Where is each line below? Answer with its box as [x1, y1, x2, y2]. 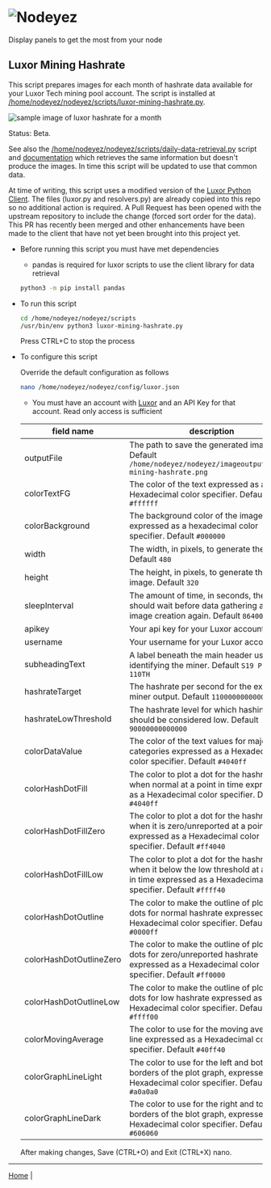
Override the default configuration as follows [19, 368, 169, 378]
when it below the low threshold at [128, 864, 260, 875]
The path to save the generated [128, 439, 248, 450]
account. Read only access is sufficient [31, 407, 163, 416]
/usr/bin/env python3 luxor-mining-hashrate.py [19, 322, 183, 330]
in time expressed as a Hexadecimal [128, 874, 266, 886]
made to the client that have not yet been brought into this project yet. [8, 228, 240, 238]
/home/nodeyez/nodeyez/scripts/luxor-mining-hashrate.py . [8, 97, 206, 107]
